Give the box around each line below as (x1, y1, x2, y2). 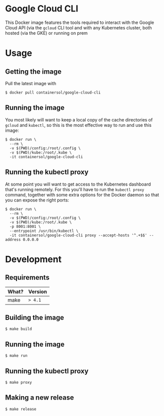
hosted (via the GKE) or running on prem (5, 30, 88, 36)
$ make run (5, 353, 28, 358)
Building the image (5, 313, 64, 321)
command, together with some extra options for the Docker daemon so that (5, 192, 160, 198)
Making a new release (5, 394, 74, 402)
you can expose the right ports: (5, 197, 69, 203)
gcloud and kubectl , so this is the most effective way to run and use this (5, 122, 152, 128)
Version (28, 288, 47, 295)
